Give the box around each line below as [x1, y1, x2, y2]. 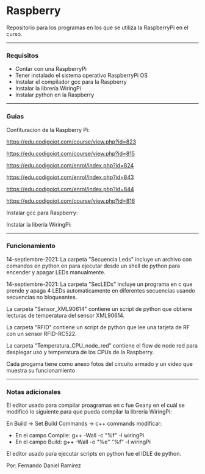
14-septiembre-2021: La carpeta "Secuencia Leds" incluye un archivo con [6, 255, 192, 263]
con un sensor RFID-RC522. [6, 330, 77, 337]
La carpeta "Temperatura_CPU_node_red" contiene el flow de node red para [6, 341, 198, 349]
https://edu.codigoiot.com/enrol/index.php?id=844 [6, 185, 134, 192]
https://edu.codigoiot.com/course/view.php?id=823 [6, 138, 136, 145]
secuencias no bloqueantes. [6, 293, 77, 301]
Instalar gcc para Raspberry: [6, 209, 78, 216]
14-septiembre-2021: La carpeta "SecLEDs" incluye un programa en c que [6, 280, 193, 288]
